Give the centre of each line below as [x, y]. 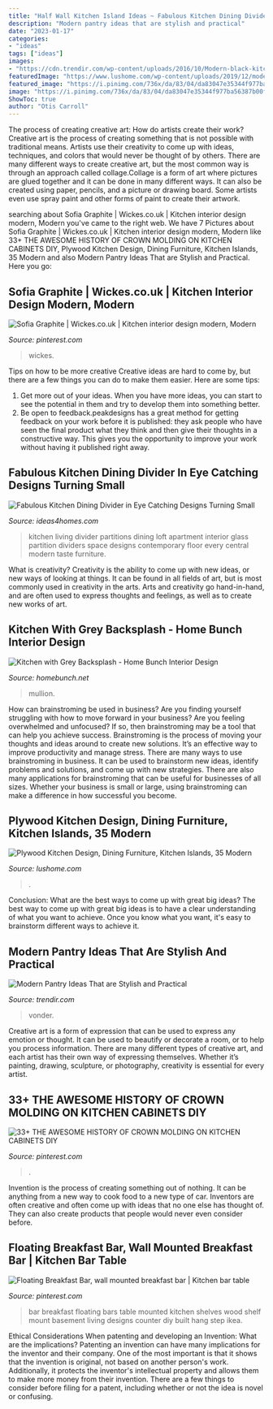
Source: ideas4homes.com [54, 521]
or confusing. [31, 1396]
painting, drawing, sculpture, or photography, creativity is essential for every [136, 1065]
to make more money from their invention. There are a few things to [121, 1379]
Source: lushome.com [45, 869]
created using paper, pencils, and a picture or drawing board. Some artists [133, 190]
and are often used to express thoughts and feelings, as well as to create [130, 595]
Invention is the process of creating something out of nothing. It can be [127, 1188]
